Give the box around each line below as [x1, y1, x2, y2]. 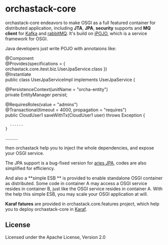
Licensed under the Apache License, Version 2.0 [5, 234, 106, 240]
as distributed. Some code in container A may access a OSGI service [5, 180, 147, 186]
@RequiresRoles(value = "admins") [5, 101, 78, 107]
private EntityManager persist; [5, 92, 68, 98]
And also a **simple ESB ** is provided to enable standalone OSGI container [5, 175, 163, 181]
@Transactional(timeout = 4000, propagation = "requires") [5, 107, 127, 113]
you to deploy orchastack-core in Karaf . [5, 206, 87, 212]
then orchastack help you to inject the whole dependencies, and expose [5, 144, 154, 151]
